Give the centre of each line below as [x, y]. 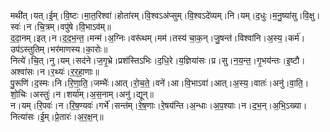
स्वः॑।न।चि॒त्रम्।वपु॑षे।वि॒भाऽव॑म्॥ [61, 26]
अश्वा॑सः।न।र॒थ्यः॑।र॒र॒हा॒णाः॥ [55, 71]
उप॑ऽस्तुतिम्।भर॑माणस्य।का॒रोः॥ [59, 49]
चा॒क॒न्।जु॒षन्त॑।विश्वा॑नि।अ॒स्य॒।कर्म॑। [247, 38]
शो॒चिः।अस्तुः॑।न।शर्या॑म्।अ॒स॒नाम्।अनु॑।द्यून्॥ [82, 94]
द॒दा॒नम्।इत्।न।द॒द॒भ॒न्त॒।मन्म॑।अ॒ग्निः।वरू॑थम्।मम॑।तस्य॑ [98, 38]
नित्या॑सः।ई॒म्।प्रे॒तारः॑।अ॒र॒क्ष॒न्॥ [57, 116]
